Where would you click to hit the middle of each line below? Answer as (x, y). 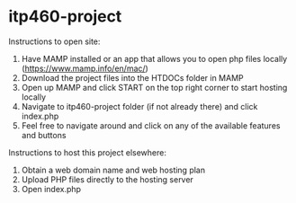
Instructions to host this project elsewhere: (88, 152)
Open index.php (51, 189)
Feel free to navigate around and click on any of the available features (151, 125)
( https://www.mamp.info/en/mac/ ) (85, 68)
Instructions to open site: (54, 41)
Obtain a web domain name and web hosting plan (113, 170)
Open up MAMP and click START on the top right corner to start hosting (154, 87)
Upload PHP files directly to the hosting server (108, 179)
